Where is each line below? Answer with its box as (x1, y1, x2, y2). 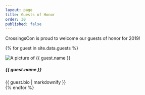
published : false (5, 21, 42, 27)
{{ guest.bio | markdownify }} (5, 79, 66, 85)
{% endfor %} (5, 84, 34, 91)
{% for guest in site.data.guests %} (5, 45, 78, 51)
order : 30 (5, 17, 26, 22)
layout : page (5, 7, 33, 13)
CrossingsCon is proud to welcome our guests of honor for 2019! (5, 35, 140, 41)
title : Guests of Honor (5, 12, 56, 17)
